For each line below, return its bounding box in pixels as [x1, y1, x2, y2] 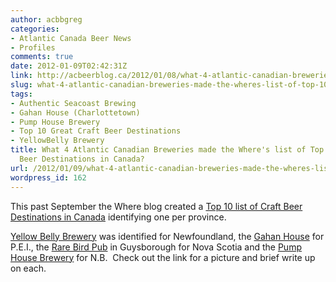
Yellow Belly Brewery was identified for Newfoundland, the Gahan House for [10, 230, 325, 242]
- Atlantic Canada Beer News [10, 33, 132, 43]
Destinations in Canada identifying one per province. [10, 211, 227, 223]
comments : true [10, 52, 74, 62]
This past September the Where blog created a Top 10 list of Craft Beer [10, 200, 303, 212]
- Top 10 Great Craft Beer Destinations [10, 126, 182, 136]
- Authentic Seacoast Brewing [10, 98, 137, 108]
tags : [10, 89, 33, 99]
